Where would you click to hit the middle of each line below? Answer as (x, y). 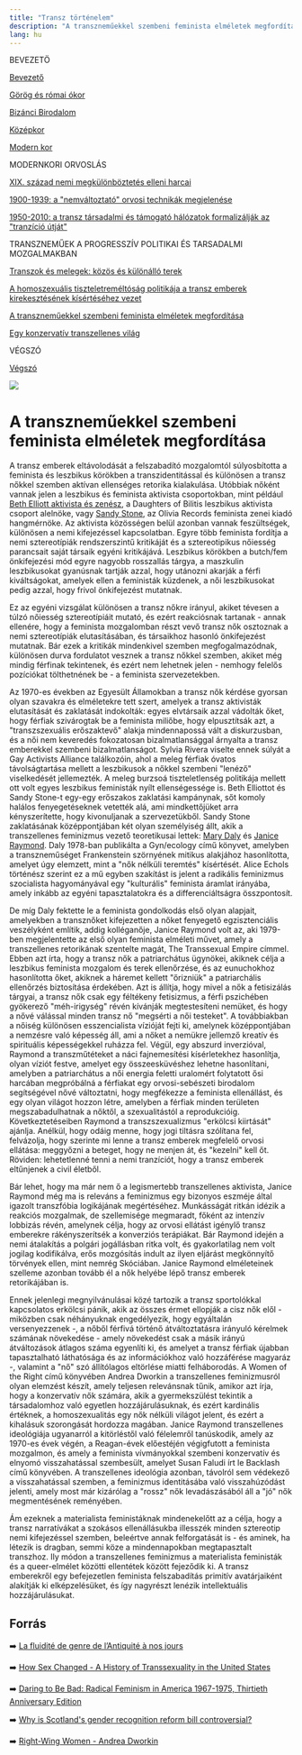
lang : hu (26, 34)
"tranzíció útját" (38, 227)
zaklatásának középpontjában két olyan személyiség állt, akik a (126, 827)
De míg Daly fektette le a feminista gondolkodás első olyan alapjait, (133, 910)
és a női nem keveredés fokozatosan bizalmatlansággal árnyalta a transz (144, 740)
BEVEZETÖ (30, 60)
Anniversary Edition (46, 1702)
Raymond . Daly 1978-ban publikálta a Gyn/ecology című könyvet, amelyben (149, 846)
